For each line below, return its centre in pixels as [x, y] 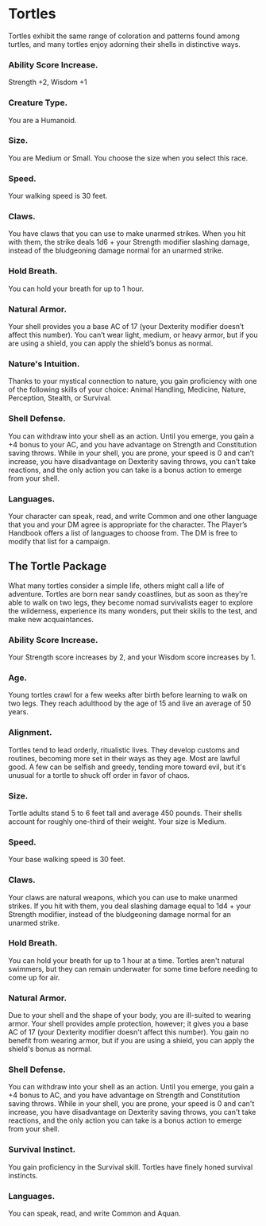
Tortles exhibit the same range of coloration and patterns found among [124, 36]
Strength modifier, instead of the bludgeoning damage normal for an [120, 914]
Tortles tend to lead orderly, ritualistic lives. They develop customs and [124, 750]
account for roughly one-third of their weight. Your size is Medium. [117, 821]
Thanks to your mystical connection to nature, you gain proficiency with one [133, 381]
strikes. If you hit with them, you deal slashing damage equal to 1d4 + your [130, 906]
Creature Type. [38, 102]
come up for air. [34, 977]
